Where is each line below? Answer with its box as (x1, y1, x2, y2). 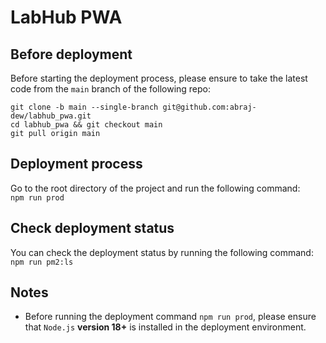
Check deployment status (10, 220, 175, 237)
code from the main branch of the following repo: (10, 83, 212, 95)
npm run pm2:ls (10, 257, 74, 267)
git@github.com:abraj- (162, 102, 257, 112)
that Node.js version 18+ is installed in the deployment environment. (24, 321, 307, 333)
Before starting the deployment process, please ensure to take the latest (10, 72, 308, 84)
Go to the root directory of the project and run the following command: (10, 182, 301, 194)
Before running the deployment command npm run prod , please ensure (24, 311, 317, 323)
